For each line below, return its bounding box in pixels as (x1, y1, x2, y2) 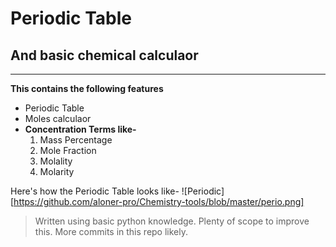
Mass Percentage (39, 134, 113, 146)
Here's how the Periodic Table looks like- (10, 185, 180, 197)
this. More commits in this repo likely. (34, 226, 189, 237)
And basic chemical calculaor (10, 47, 199, 64)
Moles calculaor (24, 113, 92, 124)
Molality (39, 155, 73, 167)
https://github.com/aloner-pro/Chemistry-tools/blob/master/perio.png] (13, 196, 305, 207)
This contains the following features (10, 83, 164, 94)
